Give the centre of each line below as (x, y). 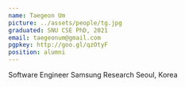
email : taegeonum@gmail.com (55, 38)
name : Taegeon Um (37, 15)
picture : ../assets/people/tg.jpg (66, 23)
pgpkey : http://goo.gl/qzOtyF (58, 45)
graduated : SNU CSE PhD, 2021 (58, 30)
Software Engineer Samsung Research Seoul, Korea (93, 75)
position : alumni (37, 52)
